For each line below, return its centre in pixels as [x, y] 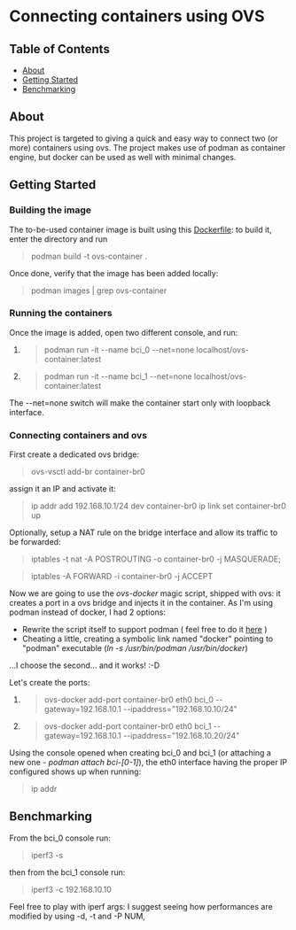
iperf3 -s [47, 855]
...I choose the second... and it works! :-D [85, 665]
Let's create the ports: [50, 683]
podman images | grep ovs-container [99, 291]
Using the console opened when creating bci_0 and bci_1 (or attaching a [140, 753]
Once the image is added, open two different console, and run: [124, 332]
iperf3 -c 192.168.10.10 [71, 889]
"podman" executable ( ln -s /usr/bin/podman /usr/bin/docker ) [135, 648]
